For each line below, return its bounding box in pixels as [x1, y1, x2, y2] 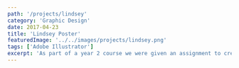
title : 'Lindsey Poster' [7, 30, 81, 38]
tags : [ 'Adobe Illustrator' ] [7, 43, 94, 50]
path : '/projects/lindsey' [7, 10, 87, 18]
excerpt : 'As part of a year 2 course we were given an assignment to [7, 50, 221, 57]
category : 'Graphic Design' [7, 17, 91, 24]
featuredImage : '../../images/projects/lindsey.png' [7, 37, 167, 44]
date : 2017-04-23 [7, 23, 59, 30]
